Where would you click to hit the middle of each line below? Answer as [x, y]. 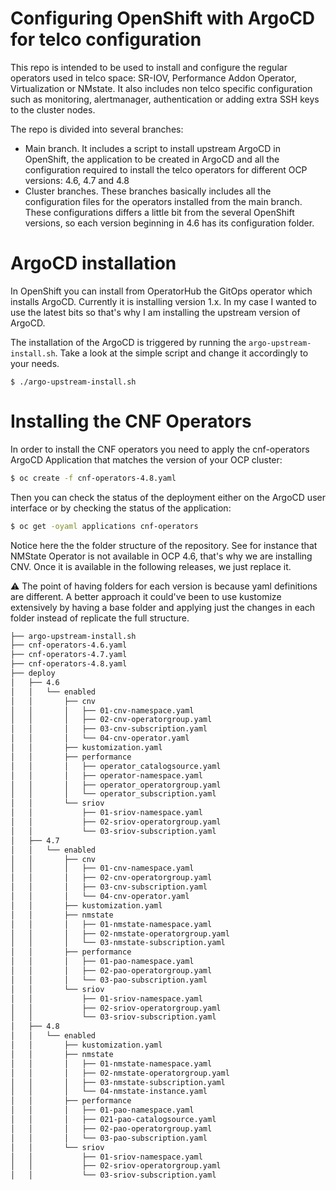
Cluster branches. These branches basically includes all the [148, 191]
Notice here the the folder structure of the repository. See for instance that [164, 545]
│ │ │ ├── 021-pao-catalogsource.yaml [113, 1120]
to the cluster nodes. [53, 109]
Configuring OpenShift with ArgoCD [163, 18]
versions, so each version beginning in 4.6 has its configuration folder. [169, 223]
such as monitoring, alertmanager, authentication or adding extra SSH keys [165, 99]
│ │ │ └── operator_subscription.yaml [113, 794]
